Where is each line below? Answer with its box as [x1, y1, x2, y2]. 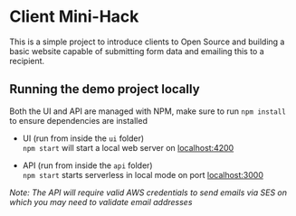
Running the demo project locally [9, 81, 201, 97]
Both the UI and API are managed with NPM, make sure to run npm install [9, 106, 287, 117]
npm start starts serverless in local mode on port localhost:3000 [22, 169, 264, 180]
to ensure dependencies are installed [9, 115, 148, 126]
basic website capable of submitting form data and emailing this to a [9, 45, 264, 56]
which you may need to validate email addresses [9, 196, 193, 207]
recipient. [9, 55, 45, 66]
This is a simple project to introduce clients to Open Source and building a [9, 36, 285, 47]
